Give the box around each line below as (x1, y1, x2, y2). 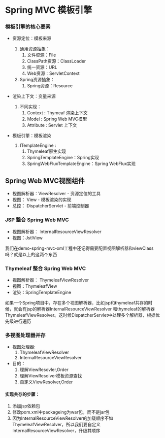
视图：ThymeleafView (12, 283, 58, 289)
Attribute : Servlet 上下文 (27, 122, 77, 128)
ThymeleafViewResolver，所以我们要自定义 (12, 422, 101, 428)
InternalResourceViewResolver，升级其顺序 (12, 428, 100, 434)
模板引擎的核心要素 (5, 23, 51, 30)
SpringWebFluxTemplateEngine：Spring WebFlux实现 (27, 161, 136, 167)
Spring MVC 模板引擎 (5, 4, 93, 16)
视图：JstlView (12, 235, 43, 240)
